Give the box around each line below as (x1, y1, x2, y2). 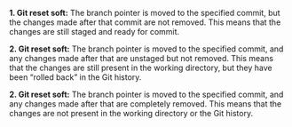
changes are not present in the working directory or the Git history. (9, 108, 254, 118)
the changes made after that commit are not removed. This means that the (9, 17, 281, 28)
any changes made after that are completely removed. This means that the (9, 99, 282, 109)
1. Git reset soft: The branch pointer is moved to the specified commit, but (9, 8, 281, 18)
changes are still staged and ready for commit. (9, 27, 180, 36)
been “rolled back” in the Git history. (9, 72, 142, 83)
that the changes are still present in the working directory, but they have (9, 62, 272, 73)
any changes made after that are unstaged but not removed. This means (9, 53, 273, 63)
